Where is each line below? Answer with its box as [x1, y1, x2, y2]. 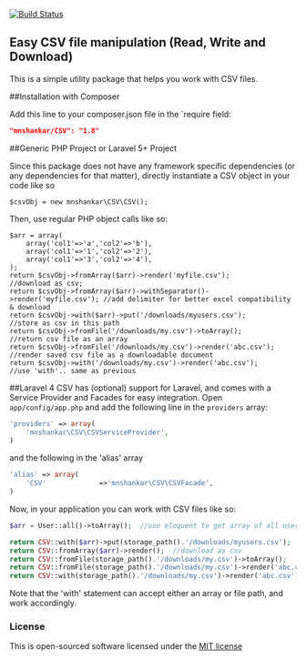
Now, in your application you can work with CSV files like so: [9, 503, 237, 514]
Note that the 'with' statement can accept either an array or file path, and [9, 588, 284, 599]
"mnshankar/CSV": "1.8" [9, 126, 100, 136]
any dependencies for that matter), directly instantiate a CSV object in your [9, 169, 291, 181]
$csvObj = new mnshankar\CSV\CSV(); [9, 197, 148, 207]
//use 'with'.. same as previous [9, 366, 137, 375]
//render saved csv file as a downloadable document [9, 350, 214, 360]
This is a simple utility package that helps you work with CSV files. [9, 73, 259, 84]
